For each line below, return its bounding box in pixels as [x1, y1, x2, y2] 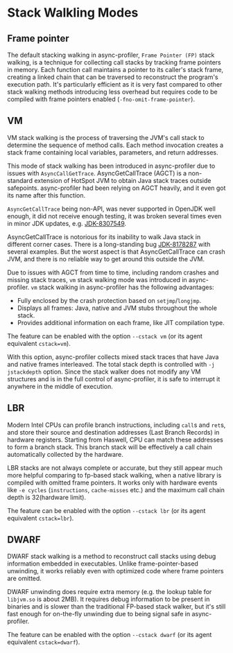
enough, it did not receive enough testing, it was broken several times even [7, 211, 222, 220]
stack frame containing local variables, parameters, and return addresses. [7, 148, 218, 157]
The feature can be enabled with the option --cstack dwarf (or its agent [7, 631, 212, 639]
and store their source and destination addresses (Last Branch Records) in [7, 428, 220, 436]
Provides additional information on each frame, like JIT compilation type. [17, 318, 225, 326]
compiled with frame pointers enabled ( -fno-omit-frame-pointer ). [7, 95, 196, 103]
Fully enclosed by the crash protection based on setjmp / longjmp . [17, 296, 202, 304]
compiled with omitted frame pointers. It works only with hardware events [7, 478, 218, 487]
